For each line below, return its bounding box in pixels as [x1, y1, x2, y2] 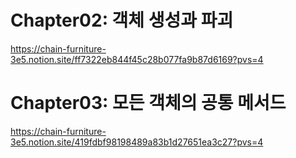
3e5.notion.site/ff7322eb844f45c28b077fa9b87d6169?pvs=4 [10, 53, 264, 65]
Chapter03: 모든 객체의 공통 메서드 [10, 92, 287, 115]
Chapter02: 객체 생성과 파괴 [10, 9, 234, 32]
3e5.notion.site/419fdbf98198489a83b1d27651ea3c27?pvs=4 [10, 136, 264, 148]
